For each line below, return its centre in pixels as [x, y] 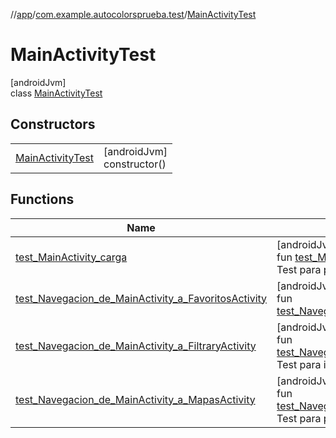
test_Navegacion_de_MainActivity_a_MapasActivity [135, 399]
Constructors [53, 124]
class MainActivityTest [56, 93]
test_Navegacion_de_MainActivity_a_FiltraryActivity [136, 346]
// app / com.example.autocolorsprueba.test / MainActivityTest [133, 14]
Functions [42, 199]
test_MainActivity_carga [71, 257]
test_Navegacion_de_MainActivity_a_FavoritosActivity [141, 298]
